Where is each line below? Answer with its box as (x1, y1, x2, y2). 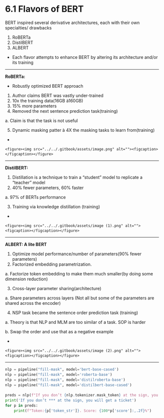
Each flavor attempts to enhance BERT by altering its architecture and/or (12, 54, 158, 60)
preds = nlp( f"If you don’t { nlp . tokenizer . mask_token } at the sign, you (5, 393, 159, 398)
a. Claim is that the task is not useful (5, 118, 78, 123)
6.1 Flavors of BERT (5, 3, 84, 15)
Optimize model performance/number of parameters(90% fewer (12, 251, 142, 257)
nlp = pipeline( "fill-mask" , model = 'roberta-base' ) (5, 372, 112, 377)
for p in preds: (5, 403, 38, 408)
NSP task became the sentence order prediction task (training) (12, 310, 138, 316)
